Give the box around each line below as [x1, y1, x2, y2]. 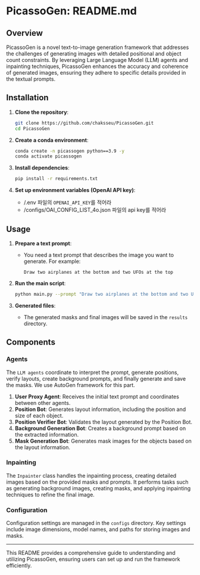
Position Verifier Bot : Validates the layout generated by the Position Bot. [14, 418, 192, 425]
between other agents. [14, 399, 71, 406]
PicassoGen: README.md [6, 4, 137, 18]
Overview [6, 28, 43, 38]
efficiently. [6, 562, 32, 569]
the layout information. [14, 443, 70, 451]
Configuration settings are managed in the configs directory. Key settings [6, 520, 186, 527]
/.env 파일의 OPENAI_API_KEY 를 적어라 [23, 199, 112, 206]
